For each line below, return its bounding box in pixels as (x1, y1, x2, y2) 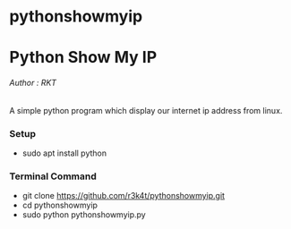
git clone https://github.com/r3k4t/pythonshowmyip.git (21, 191, 226, 201)
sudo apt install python (21, 148, 107, 158)
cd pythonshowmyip (21, 199, 98, 211)
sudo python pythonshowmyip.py (21, 209, 146, 220)
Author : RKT (9, 77, 56, 88)
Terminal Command (9, 170, 97, 182)
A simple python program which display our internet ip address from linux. (9, 105, 283, 115)
